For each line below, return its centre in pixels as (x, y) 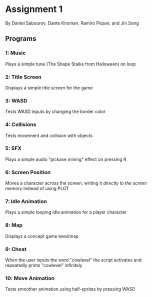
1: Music (15, 53)
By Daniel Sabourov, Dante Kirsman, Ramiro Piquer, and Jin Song (72, 23)
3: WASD (16, 100)
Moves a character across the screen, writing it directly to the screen (76, 183)
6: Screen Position (28, 172)
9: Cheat (16, 249)
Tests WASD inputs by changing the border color (55, 111)
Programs (21, 39)
